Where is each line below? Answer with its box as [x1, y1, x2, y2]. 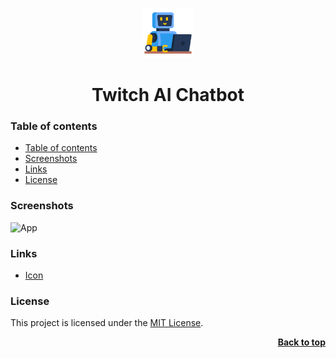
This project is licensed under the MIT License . [10, 317, 204, 329]
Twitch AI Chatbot [91, 84, 245, 107]
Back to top [277, 336, 326, 348]
